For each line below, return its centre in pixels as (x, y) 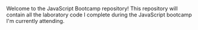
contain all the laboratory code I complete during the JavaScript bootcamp (99, 15)
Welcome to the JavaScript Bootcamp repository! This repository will (92, 9)
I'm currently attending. (35, 21)
